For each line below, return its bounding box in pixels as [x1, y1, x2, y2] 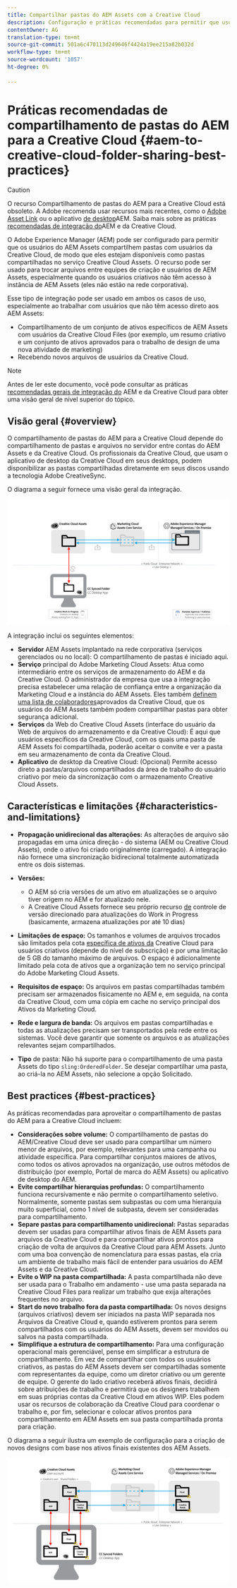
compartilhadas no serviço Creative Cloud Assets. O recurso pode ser [7, 257, 212, 266]
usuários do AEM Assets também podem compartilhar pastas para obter [17, 705, 228, 713]
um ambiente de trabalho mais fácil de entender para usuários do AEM [17, 1257, 224, 1266]
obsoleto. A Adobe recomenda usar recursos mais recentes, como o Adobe [7, 207, 227, 215]
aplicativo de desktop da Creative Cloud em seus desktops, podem [7, 456, 202, 465]
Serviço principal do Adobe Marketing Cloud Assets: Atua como [17, 660, 205, 668]
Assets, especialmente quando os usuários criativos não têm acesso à [7, 272, 212, 281]
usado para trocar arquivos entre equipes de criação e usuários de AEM [7, 265, 217, 274]
